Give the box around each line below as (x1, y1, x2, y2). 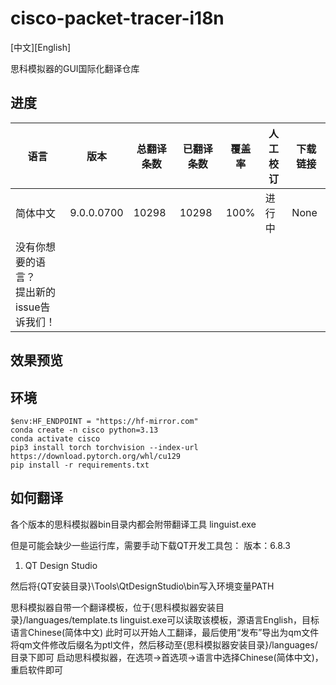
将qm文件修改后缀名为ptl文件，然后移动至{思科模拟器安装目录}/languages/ (10, 638, 318, 651)
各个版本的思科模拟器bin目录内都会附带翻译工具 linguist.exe (10, 518, 257, 530)
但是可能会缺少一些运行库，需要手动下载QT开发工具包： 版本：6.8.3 (10, 539, 291, 551)
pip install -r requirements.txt (10, 460, 150, 470)
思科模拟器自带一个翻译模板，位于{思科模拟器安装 (10, 601, 216, 613)
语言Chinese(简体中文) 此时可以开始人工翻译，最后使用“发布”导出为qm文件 (10, 626, 320, 638)
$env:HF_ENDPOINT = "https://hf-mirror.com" (10, 416, 199, 426)
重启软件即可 (10, 663, 63, 676)
